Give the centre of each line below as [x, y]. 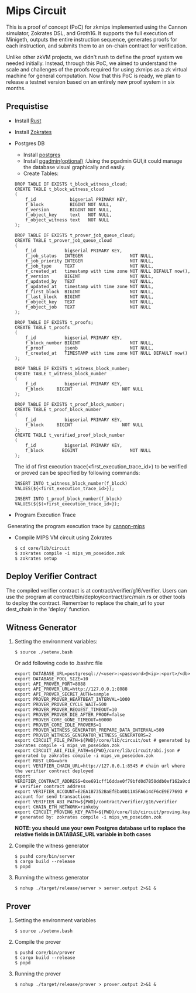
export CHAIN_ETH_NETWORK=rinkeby [56, 807]
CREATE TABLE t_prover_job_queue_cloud [63, 240]
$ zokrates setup [36, 558]
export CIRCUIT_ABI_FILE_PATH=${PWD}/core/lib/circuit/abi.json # [97, 751]
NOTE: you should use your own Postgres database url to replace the [100, 828]
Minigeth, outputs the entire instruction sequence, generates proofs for [92, 39]
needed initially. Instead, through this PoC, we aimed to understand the [92, 63]
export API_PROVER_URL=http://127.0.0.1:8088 [71, 689]
